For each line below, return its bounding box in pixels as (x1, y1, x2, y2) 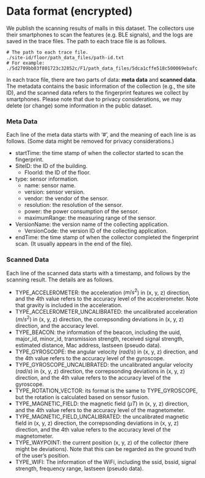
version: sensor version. (24, 188, 85, 196)
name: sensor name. (24, 182, 76, 189)
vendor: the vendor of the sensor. (24, 195, 109, 202)
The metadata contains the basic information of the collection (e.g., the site (6, 82, 196, 90)
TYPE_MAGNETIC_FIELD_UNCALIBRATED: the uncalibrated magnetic (15, 413, 189, 420)
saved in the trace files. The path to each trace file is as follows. (6, 37, 167, 45)
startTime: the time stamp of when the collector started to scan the (15, 150, 184, 157)
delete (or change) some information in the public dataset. (6, 102, 153, 109)
